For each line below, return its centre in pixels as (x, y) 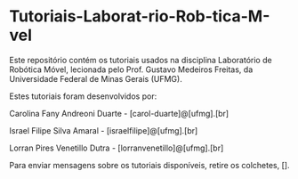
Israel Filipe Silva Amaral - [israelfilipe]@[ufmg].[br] (104, 130)
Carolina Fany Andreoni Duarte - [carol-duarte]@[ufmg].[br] (119, 113)
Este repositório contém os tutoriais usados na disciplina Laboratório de (141, 60)
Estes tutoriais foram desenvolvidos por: (83, 96)
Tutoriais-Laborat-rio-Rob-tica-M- (140, 16)
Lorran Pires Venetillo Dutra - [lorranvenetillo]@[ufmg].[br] (117, 148)
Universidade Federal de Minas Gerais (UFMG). (96, 78)
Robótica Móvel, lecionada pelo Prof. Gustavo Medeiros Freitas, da (131, 69)
